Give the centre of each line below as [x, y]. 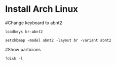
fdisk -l [14, 58]
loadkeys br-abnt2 [24, 32]
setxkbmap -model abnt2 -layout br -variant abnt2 [58, 40]
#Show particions [23, 49]
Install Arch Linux [42, 9]
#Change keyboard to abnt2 [34, 23]
